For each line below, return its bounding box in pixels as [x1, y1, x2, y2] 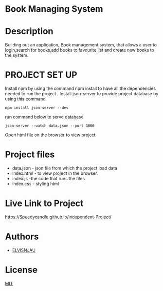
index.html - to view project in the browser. [12, 170, 98, 176]
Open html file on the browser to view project [5, 132, 96, 138]
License [5, 265, 38, 275]
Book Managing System [5, 3, 103, 15]
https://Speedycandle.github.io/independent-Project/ [5, 214, 112, 220]
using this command [5, 96, 46, 102]
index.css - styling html [12, 181, 59, 187]
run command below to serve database [5, 114, 84, 120]
